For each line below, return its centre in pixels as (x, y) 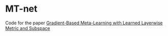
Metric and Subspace (28, 28)
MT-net (21, 9)
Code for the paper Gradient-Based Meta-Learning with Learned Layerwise (84, 23)
